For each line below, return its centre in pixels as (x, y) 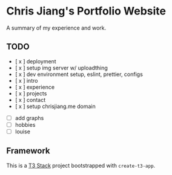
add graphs (29, 118)
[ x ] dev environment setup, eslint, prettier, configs (79, 74)
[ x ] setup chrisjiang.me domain (55, 106)
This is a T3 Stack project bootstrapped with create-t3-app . (81, 165)
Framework (28, 151)
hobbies (25, 124)
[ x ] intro (26, 80)
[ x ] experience (35, 87)
